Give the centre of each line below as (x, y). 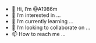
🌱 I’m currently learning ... (42, 21)
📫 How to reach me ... (38, 34)
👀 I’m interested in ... (36, 15)
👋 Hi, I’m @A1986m (34, 9)
